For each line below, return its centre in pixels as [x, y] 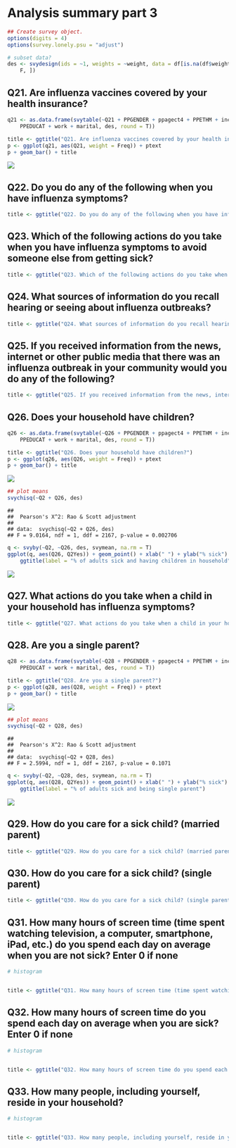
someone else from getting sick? [80, 258]
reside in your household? [66, 1103]
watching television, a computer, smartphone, [110, 934]
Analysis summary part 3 [83, 13]
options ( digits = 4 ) [38, 38]
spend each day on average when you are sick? [113, 1024]
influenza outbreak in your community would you [117, 368]
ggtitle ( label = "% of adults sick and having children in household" [125, 561]
